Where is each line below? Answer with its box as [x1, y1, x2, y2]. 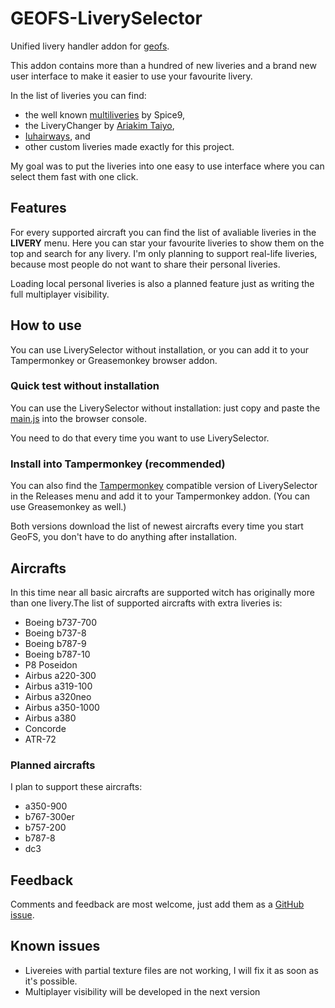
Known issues [10, 938, 101, 955]
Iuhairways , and [24, 130, 91, 142]
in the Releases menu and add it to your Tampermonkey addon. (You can [10, 490, 311, 502]
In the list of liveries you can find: [10, 89, 147, 101]
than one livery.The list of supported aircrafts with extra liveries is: [10, 597, 283, 609]
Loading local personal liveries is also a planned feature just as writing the [10, 277, 315, 289]
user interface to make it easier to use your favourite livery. [10, 70, 253, 82]
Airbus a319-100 [24, 680, 93, 692]
